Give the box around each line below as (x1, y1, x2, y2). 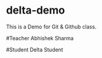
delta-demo (6, 4, 65, 17)
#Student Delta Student (6, 46, 63, 53)
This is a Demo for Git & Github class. (6, 23, 97, 30)
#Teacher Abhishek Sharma (6, 34, 74, 41)
